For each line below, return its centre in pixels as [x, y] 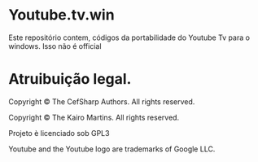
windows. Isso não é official [55, 46]
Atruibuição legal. [70, 79]
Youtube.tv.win [62, 15]
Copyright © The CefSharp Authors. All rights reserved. [102, 101]
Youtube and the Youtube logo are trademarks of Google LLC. [112, 149]
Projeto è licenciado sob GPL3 [59, 133]
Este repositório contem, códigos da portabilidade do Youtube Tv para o [129, 37]
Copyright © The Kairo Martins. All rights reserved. [94, 117]
